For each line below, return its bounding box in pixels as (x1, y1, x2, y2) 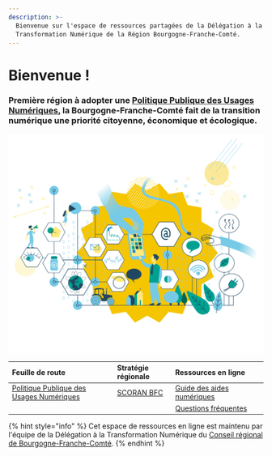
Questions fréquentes (175, 403, 248, 413)
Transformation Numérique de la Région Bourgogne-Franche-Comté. (15, 30, 241, 38)
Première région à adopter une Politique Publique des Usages (8, 95, 255, 106)
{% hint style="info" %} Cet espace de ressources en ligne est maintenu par (8, 421, 263, 431)
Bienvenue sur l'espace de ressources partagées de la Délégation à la (15, 21, 263, 30)
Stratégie (117, 363, 150, 373)
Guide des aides (175, 383, 229, 393)
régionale (117, 372, 150, 381)
